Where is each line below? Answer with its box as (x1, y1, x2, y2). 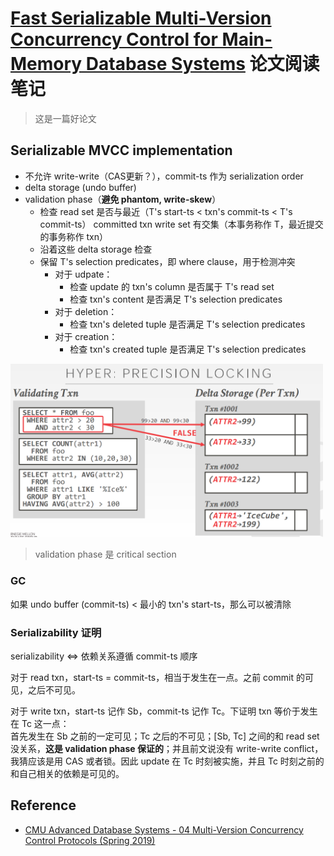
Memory (10, 53, 83, 76)
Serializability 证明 (10, 625, 102, 639)
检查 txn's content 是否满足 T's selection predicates (69, 293, 283, 305)
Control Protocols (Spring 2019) (24, 834, 156, 846)
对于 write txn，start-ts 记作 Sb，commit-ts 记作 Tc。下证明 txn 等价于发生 (10, 705, 318, 717)
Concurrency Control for (10, 28, 218, 51)
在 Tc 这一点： (10, 717, 70, 729)
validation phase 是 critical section (34, 548, 177, 561)
